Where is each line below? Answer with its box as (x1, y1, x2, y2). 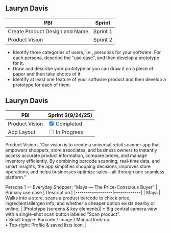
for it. (12, 60, 25, 66)
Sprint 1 (93, 28, 113, 35)
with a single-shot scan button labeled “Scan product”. (5, 211, 120, 217)
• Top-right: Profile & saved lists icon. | (5, 222, 87, 228)
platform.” (5, 174, 27, 180)
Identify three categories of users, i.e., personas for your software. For (12, 49, 161, 55)
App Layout (8, 128, 36, 136)
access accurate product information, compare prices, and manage (5, 152, 147, 159)
